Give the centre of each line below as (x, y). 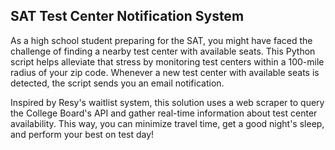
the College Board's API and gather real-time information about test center (164, 113)
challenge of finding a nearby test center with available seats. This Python (163, 51)
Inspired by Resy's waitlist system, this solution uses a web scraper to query (167, 102)
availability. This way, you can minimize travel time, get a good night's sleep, (167, 123)
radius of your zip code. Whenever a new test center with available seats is (165, 72)
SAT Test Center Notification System (127, 16)
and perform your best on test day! (82, 134)
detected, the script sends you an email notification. (117, 83)
